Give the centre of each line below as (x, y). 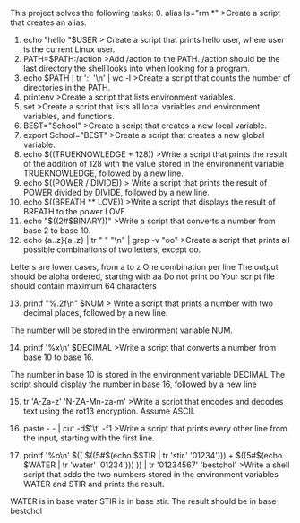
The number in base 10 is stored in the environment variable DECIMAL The (148, 375)
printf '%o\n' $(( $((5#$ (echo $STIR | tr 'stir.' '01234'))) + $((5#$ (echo (153, 455)
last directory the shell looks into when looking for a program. (136, 68)
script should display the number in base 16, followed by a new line (134, 384)
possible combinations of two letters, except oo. (112, 249)
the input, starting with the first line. (89, 438)
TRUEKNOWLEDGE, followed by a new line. (103, 173)
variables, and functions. (69, 116)
